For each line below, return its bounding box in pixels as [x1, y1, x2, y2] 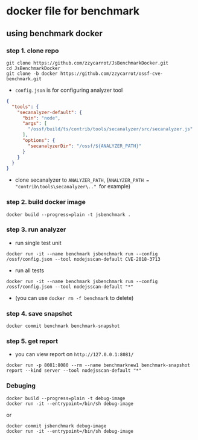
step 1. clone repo [6, 46, 59, 55]
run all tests [14, 267, 44, 274]
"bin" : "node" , [22, 115, 61, 121]
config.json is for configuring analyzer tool [14, 86, 123, 94]
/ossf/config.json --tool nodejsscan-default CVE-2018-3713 [6, 256, 161, 262]
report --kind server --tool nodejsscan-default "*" [6, 368, 142, 374]
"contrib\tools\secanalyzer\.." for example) [14, 183, 131, 190]
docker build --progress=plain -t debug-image [6, 395, 126, 401]
